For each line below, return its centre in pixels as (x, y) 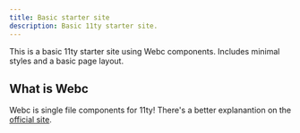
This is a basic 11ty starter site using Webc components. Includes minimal (145, 51)
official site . (30, 120)
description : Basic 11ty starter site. (84, 26)
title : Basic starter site (60, 17)
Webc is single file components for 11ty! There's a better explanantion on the (150, 110)
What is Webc (49, 89)
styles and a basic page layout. (66, 61)
